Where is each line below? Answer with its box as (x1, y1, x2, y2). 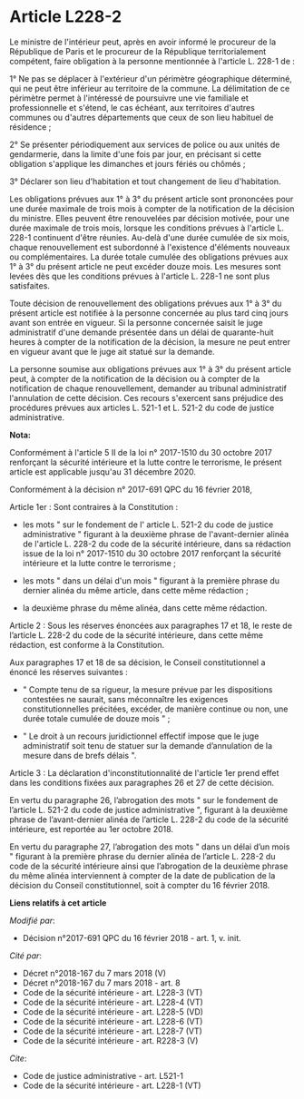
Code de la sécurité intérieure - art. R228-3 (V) (22, 1035, 199, 1045)
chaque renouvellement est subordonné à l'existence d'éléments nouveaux (9, 241, 290, 252)
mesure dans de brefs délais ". (22, 750, 137, 760)
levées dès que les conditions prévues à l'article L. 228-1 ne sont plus (9, 270, 270, 281)
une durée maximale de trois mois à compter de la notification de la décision (9, 202, 295, 214)
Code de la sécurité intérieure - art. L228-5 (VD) (22, 1006, 204, 1017)
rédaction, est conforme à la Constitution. (9, 639, 165, 650)
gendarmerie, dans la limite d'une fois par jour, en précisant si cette (9, 148, 261, 160)
